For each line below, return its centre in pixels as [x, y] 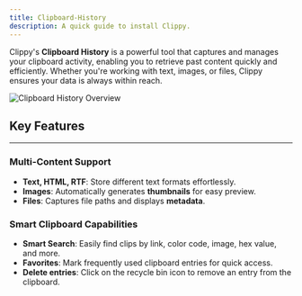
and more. [41, 253]
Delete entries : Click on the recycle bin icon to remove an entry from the [157, 272]
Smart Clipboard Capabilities [74, 224]
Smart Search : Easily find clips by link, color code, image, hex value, [149, 243]
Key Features [47, 126]
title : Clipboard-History [58, 18]
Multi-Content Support [60, 162]
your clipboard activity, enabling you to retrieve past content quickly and [143, 61]
